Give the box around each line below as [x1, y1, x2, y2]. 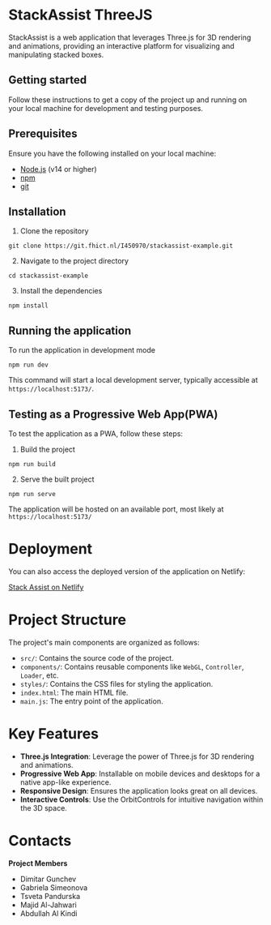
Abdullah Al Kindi [19, 908, 78, 918]
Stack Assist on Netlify [8, 582, 84, 592]
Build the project [19, 444, 75, 454]
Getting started [8, 73, 87, 87]
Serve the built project [19, 474, 95, 484]
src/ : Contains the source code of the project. [19, 653, 174, 662]
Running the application [8, 323, 132, 337]
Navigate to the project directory [19, 256, 129, 266]
